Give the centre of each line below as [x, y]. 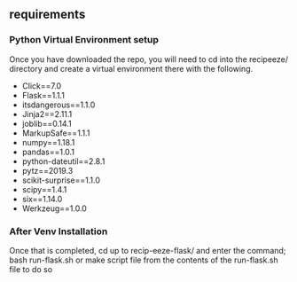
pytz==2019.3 [47, 170]
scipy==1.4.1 [44, 189]
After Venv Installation [59, 231]
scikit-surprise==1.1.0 [61, 180]
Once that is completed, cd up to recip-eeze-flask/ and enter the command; [148, 250]
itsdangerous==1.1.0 [59, 105]
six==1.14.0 [42, 199]
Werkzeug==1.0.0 [54, 208]
